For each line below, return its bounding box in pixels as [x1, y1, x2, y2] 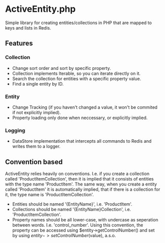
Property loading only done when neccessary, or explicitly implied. [12, 115, 148, 121]
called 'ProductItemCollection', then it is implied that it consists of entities [5, 176, 154, 182]
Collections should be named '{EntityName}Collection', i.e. [12, 207, 132, 213]
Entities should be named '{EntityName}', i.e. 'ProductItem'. [12, 201, 132, 207]
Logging [5, 127, 26, 134]
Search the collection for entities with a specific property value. [12, 75, 141, 82]
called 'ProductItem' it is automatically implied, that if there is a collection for [5, 186, 161, 192]
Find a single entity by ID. [12, 81, 64, 87]
